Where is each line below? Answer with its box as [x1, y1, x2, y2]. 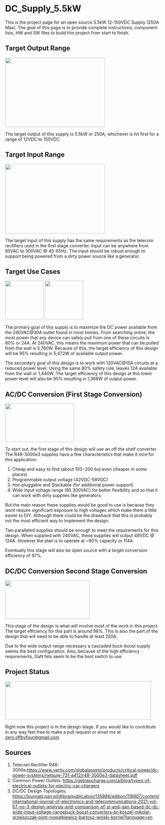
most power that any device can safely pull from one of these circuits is [5, 335, 150, 341]
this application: [5, 457, 38, 463]
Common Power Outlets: [12, 777, 62, 783]
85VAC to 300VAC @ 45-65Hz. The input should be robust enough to [5, 248, 146, 254]
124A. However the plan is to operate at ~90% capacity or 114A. [5, 538, 134, 544]
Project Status [5, 668, 50, 676]
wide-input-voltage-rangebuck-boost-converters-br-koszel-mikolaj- [12, 809, 151, 815]
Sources [5, 748, 31, 757]
